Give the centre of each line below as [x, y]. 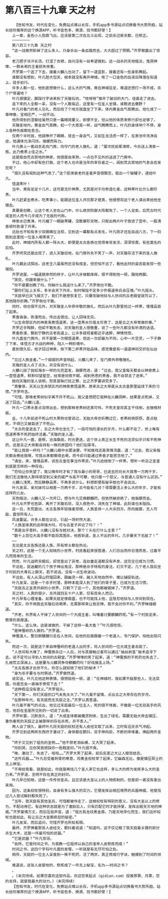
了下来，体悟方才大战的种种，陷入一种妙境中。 [46, 344]
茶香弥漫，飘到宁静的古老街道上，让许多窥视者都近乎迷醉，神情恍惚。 [73, 333]
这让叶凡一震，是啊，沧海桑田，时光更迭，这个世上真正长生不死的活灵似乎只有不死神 [87, 439]
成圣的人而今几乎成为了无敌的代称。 [37, 216]
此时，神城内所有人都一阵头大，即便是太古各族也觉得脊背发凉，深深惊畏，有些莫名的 [87, 242]
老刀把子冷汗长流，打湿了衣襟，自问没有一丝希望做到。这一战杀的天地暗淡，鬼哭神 [85, 61]
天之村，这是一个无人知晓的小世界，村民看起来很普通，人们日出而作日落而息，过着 [85, 551]
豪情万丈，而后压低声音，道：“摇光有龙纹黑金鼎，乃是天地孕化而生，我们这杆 [89, 812]
